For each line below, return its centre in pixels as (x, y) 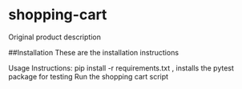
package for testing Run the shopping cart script (89, 76)
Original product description (55, 37)
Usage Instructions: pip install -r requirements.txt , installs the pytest (121, 68)
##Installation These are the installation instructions (93, 52)
